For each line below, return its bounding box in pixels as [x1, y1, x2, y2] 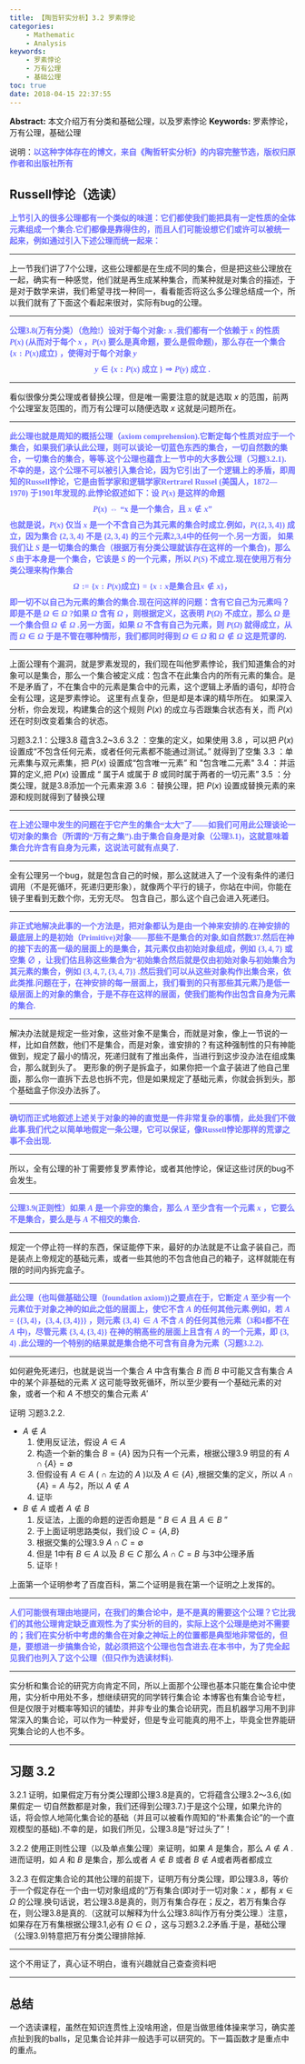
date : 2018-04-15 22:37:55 [9, 89, 112, 98]
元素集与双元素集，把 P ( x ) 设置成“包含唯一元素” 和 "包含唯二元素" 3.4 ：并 [9, 757, 288, 768]
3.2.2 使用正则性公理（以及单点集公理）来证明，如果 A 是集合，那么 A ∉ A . [9, 1843, 293, 1854]
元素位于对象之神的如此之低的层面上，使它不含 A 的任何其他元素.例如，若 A [9, 1305, 290, 1315]
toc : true [9, 81, 47, 90]
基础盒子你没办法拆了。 [16, 1085, 105, 1096]
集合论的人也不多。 [16, 1726, 89, 1737]
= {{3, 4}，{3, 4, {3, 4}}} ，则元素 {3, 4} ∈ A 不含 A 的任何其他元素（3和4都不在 [9, 1316, 290, 1326]
